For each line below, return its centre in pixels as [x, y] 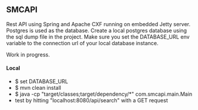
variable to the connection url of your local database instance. [83, 43]
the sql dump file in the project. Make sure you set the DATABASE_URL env [98, 37]
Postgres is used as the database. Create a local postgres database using [97, 30]
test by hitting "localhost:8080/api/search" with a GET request [91, 100]
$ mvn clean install [38, 88]
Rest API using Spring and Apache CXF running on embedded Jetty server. [98, 24]
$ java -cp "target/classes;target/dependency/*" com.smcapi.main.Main [103, 94]
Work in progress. [28, 54]
